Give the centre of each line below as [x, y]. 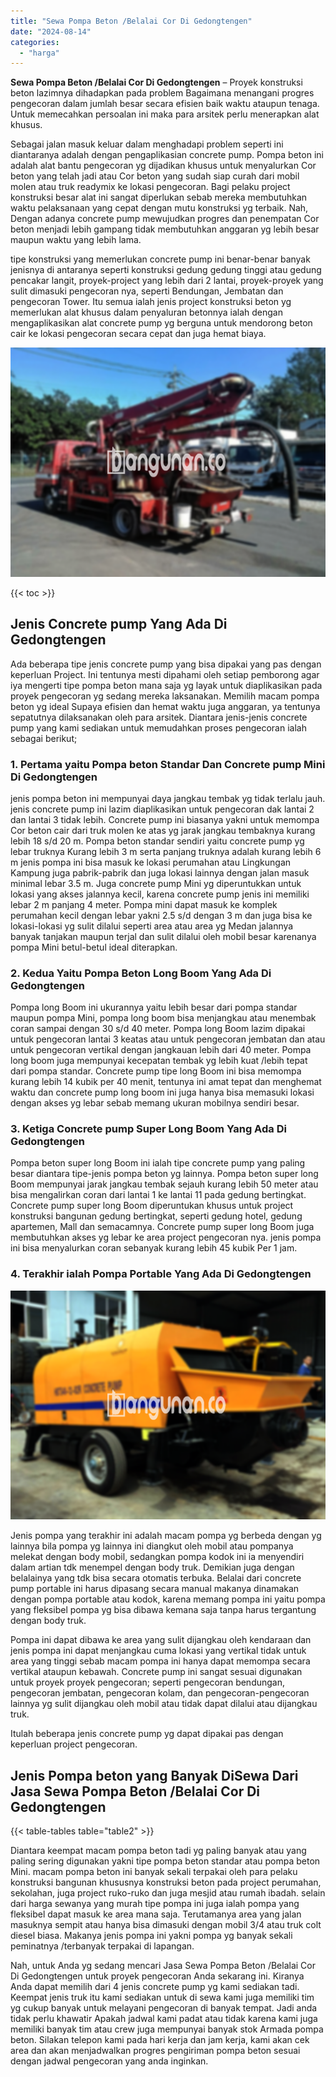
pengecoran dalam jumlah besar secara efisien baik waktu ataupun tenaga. [165, 104]
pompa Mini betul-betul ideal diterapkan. [94, 947]
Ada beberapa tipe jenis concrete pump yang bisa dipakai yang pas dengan [166, 664]
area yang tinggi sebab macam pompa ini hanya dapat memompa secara [160, 1661]
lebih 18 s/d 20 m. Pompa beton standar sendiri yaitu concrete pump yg [157, 841]
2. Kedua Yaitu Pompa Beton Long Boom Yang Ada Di [141, 973]
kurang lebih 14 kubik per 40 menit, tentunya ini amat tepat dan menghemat [166, 1082]
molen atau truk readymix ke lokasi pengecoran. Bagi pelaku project [150, 187]
